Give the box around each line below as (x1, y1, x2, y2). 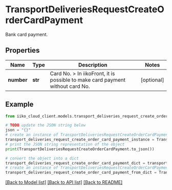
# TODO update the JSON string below (5, 123, 86, 128)
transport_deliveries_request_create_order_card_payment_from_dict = (5, 170, 157, 175)
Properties (5, 46, 40, 55)
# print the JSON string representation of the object (5, 141, 125, 147)
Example (5, 100, 34, 109)
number (8, 76, 28, 83)
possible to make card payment (50, 76, 125, 83)
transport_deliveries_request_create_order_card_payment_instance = (5, 137, 155, 142)
